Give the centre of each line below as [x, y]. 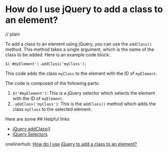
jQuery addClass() [32, 129]
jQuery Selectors [30, 134]
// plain [13, 34]
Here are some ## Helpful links [37, 119]
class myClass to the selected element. [52, 109]
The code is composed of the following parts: [52, 83]
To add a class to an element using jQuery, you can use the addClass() [79, 44]
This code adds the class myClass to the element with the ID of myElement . [81, 73]
